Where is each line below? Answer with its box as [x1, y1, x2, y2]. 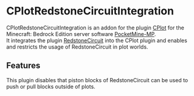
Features [6, 61, 40, 71]
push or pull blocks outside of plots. [6, 83, 95, 90]
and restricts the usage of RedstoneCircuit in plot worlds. [6, 43, 149, 50]
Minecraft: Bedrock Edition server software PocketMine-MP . [6, 30, 156, 37]
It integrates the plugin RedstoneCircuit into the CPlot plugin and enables [6, 37, 187, 44]
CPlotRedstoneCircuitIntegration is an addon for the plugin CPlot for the [6, 24, 184, 31]
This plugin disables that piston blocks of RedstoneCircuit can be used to [6, 76, 189, 83]
